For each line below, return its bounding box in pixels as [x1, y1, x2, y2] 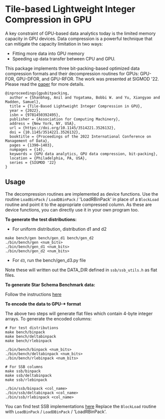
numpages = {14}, [9, 147, 45, 152]
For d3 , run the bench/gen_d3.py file [12, 257, 86, 263]
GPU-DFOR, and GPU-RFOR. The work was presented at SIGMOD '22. [16, 76, 159, 82]
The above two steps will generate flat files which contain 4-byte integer [5, 311, 153, 316]
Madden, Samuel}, [5, 99, 41, 105]
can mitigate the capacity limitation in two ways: [5, 41, 103, 47]
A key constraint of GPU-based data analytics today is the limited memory [5, 30, 156, 36]
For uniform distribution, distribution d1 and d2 [12, 226, 107, 232]
